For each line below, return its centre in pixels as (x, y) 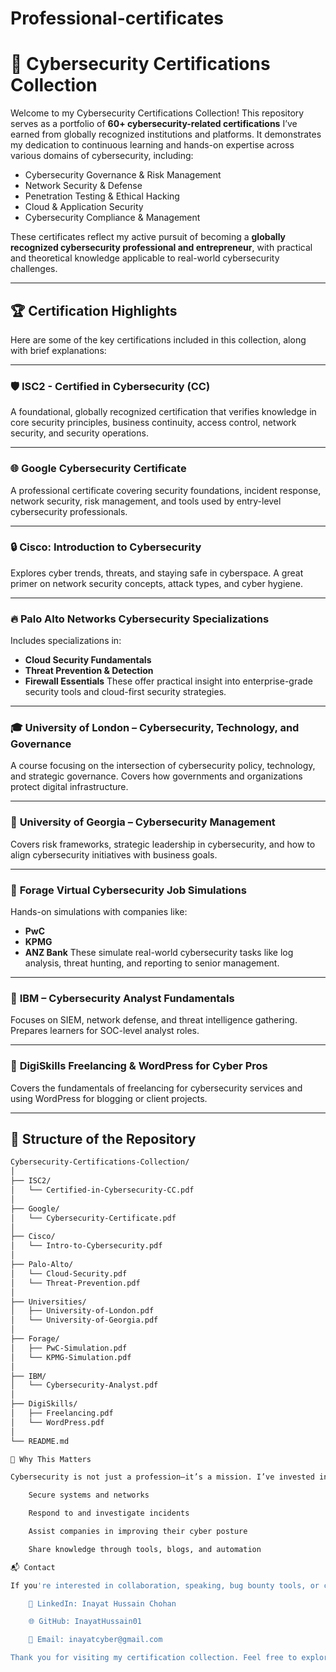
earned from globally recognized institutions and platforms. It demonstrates (166, 134)
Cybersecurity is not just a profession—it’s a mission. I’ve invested (162, 1477)
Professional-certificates (117, 18)
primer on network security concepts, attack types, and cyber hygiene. (156, 583)
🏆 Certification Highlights (94, 310)
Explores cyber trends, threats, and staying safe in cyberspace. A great (157, 573)
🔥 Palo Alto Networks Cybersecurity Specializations (140, 619)
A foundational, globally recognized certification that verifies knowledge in (163, 412)
